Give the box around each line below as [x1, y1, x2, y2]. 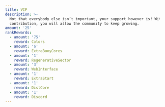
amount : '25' [5, 26, 32, 31]
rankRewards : [5, 30, 32, 35]
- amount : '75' [9, 35, 41, 40]
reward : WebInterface [14, 67, 58, 72]
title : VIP [5, 7, 27, 12]
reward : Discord [14, 94, 48, 99]
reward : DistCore [14, 85, 50, 90]
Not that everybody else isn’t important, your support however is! [9, 16, 153, 21]
